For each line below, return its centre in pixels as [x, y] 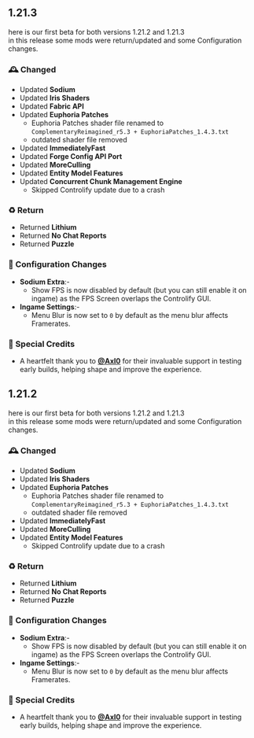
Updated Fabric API [52, 106]
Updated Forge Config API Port [71, 157]
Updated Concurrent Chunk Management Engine [101, 182]
